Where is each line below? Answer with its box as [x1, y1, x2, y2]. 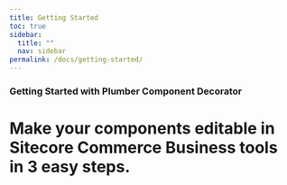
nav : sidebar [17, 47, 67, 56]
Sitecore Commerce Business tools [9, 137, 278, 158]
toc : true [9, 22, 47, 31]
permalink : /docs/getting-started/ [9, 55, 143, 64]
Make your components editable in [9, 118, 275, 139]
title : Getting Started [9, 13, 99, 23]
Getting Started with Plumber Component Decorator [9, 85, 242, 97]
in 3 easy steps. [9, 157, 131, 177]
